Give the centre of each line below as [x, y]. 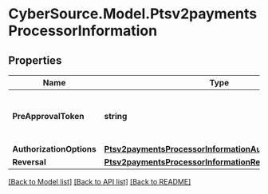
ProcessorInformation [83, 31]
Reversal [29, 162]
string [116, 116]
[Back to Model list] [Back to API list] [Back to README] [100, 182]
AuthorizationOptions [55, 149]
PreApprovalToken [48, 116]
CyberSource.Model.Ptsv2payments [133, 14]
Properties [35, 60]
